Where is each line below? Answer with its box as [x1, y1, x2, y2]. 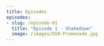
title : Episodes [6, 8, 47, 15]
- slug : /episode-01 [6, 20, 58, 26]
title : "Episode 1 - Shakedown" [11, 25, 93, 32]
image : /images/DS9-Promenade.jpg [11, 31, 98, 37]
